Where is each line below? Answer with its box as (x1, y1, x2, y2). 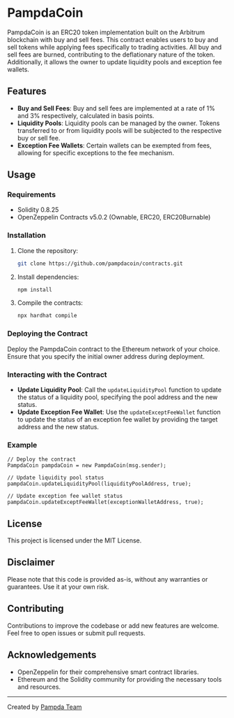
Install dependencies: (17, 273, 79, 281)
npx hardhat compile (17, 313, 77, 319)
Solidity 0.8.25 (17, 206, 59, 214)
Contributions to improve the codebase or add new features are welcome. (7, 621, 219, 630)
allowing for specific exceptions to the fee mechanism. (17, 148, 175, 157)
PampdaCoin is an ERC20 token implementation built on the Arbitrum (7, 28, 205, 36)
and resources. (17, 682, 61, 691)
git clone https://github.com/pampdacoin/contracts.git (17, 260, 183, 267)
